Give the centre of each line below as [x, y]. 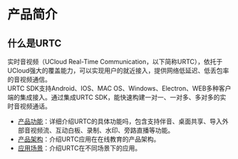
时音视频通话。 [29, 106]
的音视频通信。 [29, 79]
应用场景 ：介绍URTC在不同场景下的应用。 [79, 148]
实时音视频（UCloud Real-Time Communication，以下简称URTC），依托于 [115, 62]
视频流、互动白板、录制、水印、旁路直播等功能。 [102, 130]
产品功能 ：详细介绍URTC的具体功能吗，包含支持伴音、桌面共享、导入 [120, 121]
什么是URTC [35, 43]
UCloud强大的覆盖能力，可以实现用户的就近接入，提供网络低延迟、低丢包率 [118, 71]
